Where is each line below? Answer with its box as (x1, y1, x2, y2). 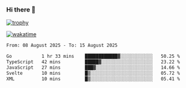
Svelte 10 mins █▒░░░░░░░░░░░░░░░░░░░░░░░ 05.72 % (6, 70, 181, 76)
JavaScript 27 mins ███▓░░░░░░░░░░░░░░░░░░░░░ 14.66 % (6, 64, 181, 71)
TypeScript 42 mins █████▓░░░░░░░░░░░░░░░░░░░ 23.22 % (6, 59, 181, 65)
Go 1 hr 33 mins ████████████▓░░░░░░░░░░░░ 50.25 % (6, 54, 181, 60)
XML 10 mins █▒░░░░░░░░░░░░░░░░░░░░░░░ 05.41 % (6, 75, 181, 82)
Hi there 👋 (6, 5, 36, 14)
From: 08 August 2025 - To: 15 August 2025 (6, 42, 118, 49)
